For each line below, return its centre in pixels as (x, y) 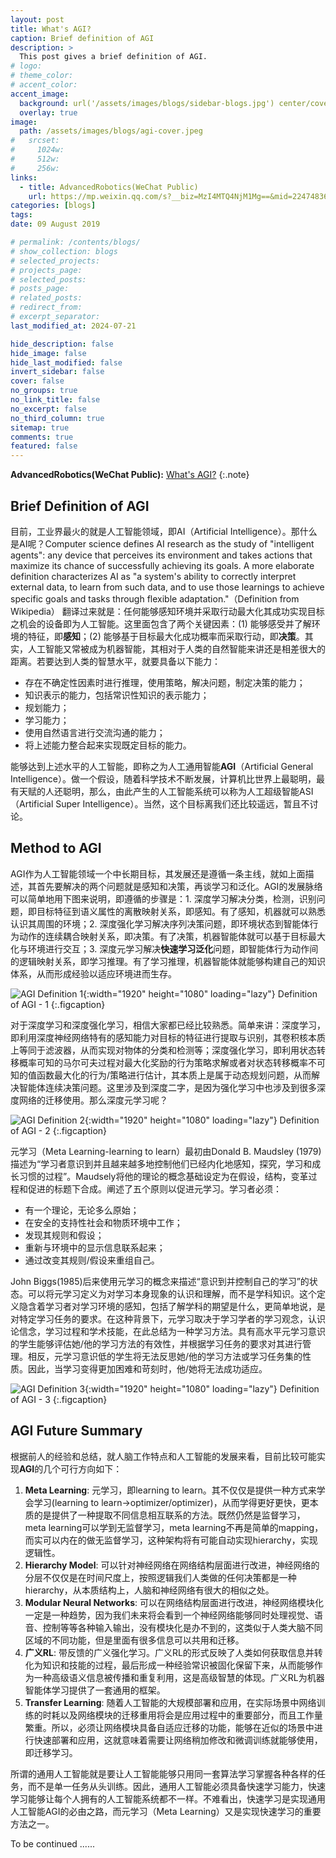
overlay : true (48, 112)
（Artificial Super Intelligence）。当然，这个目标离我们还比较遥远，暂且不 (160, 803)
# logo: (26, 66)
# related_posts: (46, 298)
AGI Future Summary (76, 1431)
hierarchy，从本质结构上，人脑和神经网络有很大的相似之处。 (149, 1590)
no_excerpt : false (48, 409)
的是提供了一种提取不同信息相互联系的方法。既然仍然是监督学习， (169, 1515)
